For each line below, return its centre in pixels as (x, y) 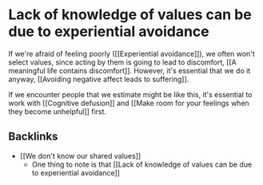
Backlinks (33, 137)
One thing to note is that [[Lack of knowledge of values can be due (142, 164)
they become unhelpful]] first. (57, 111)
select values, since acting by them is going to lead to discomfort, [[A (123, 62)
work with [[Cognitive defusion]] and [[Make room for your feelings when (129, 103)
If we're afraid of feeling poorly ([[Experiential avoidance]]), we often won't (132, 53)
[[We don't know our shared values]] (80, 155)
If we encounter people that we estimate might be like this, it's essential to (130, 94)
